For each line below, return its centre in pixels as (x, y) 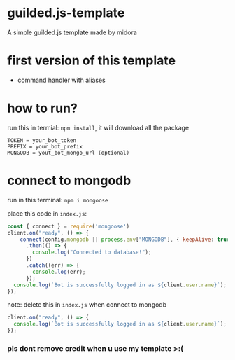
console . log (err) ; (59, 272)
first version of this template (92, 61)
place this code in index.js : (47, 213)
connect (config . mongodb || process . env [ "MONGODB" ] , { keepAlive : (117, 240)
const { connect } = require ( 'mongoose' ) (69, 226)
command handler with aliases (62, 80)
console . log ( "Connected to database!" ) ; (92, 252)
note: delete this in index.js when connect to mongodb (87, 305)
